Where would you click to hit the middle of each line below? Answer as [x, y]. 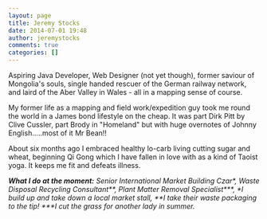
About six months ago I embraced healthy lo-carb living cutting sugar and [130, 149]
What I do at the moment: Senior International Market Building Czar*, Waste [134, 181]
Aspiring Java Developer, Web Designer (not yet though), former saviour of [132, 75]
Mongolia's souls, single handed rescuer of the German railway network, [128, 84]
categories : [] [33, 53]
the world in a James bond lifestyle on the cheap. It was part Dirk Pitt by [127, 116]
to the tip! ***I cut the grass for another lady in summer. [102, 206]
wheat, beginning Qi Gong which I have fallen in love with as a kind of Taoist [133, 157]
